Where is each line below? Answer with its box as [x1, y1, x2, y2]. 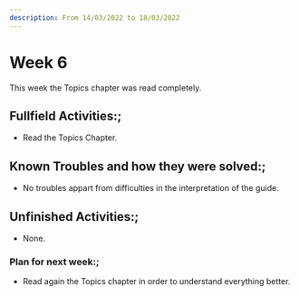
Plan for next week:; [9, 255, 100, 268]
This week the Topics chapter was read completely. [9, 82, 202, 93]
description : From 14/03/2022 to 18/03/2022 [9, 13, 180, 23]
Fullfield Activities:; [9, 108, 122, 123]
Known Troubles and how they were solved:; [9, 158, 266, 174]
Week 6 [9, 52, 68, 72]
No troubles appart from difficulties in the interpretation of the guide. [22, 183, 279, 194]
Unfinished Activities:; [9, 209, 140, 224]
